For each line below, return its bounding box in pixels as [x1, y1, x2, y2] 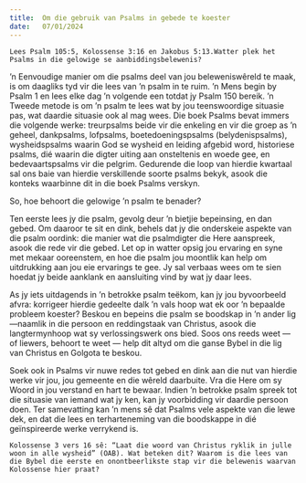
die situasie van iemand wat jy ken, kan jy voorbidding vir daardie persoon [9, 394, 290, 404]
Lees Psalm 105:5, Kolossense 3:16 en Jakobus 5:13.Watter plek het [9, 47, 276, 56]
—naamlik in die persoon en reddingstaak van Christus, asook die [9, 318, 257, 329]
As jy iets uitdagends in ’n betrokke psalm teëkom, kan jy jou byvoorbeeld [9, 289, 287, 299]
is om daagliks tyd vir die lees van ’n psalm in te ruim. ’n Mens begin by [9, 80, 277, 91]
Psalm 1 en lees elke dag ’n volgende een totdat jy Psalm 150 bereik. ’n [9, 90, 274, 101]
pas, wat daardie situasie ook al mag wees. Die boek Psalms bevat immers [9, 110, 290, 121]
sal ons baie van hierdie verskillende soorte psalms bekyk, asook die [9, 168, 268, 179]
